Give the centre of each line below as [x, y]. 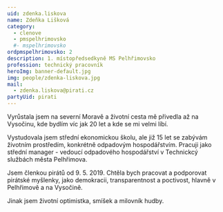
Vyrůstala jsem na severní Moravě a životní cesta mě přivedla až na [103, 117]
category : [21, 26]
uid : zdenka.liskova [37, 13]
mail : [15, 84]
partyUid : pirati [32, 97]
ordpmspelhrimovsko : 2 [40, 52]
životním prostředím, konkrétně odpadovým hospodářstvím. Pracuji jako [109, 145]
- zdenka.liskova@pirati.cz [54, 90]
